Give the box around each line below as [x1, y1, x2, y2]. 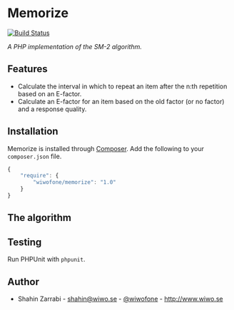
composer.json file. [7, 152, 62, 160]
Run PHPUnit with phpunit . [7, 255, 86, 264]
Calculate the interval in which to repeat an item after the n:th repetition [17, 82, 228, 91]
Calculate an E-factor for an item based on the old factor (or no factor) [17, 97, 225, 105]
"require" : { [20, 172, 59, 180]
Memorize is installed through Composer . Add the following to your [7, 144, 205, 153]
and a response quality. [17, 105, 87, 113]
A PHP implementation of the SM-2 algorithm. [7, 42, 143, 51]
